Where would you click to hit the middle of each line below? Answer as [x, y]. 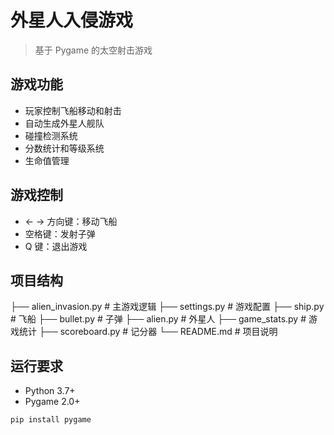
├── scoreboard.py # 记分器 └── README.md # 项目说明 [158, 332]
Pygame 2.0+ [52, 402]
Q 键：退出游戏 [56, 246]
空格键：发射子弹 [60, 233]
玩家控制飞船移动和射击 [73, 110]
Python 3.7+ [50, 391]
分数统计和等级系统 [64, 148]
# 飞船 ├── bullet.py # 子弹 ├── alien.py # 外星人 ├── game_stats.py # [158, 319]
